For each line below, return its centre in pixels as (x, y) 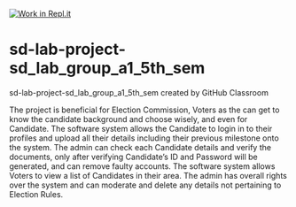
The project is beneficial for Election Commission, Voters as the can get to (144, 110)
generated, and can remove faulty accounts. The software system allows (142, 166)
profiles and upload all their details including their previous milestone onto (144, 138)
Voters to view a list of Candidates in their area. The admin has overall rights (148, 175)
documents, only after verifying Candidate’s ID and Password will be (134, 157)
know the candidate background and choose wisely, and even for (129, 119)
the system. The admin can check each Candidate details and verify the (140, 147)
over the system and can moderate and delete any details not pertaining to (145, 185)
